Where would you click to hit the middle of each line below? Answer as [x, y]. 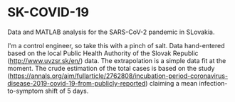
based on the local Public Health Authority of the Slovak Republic [103, 53]
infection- [213, 83]
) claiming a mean [172, 83]
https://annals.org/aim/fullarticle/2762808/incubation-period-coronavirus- [119, 76]
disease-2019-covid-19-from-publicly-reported [77, 83]
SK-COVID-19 [48, 12]
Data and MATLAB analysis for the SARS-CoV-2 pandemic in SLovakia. [111, 32]
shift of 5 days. [67, 91]
